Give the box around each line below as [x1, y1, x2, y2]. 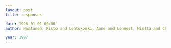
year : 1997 [5, 35, 28, 40]
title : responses [5, 12, 42, 17]
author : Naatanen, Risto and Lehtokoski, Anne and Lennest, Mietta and [5, 26, 160, 31]
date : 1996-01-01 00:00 [5, 21, 56, 26]
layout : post [5, 7, 33, 13]
